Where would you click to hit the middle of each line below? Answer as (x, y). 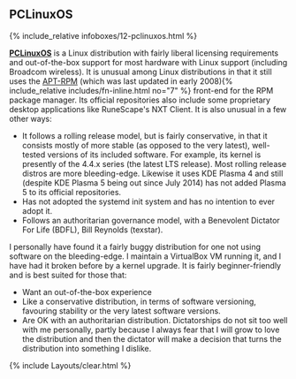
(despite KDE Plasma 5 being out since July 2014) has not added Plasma (154, 182)
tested (34, 155)
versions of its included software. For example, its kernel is (154, 155)
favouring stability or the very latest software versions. (121, 311)
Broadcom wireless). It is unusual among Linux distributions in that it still (140, 72)
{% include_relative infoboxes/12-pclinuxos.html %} (103, 35)
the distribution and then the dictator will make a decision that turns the (152, 338)
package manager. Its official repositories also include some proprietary (140, 100)
